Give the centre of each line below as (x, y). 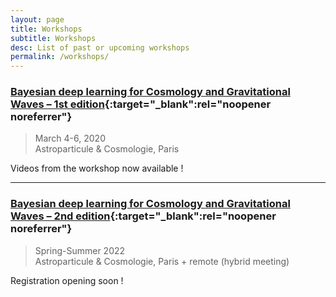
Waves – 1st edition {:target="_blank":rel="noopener (141, 104)
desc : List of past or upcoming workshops (100, 47)
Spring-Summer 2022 (80, 250)
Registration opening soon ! (67, 280)
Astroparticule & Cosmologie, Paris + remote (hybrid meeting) (162, 261)
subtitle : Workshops (53, 38)
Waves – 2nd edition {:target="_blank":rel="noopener (143, 216)
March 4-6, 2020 (70, 138)
